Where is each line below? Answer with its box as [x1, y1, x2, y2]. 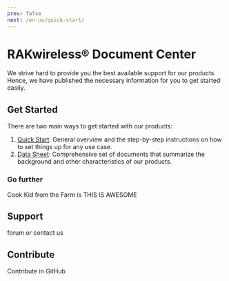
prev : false [7, 10, 41, 17]
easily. [7, 84, 26, 92]
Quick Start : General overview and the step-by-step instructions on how [17, 135, 222, 144]
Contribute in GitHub [7, 267, 66, 275]
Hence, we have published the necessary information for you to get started [7, 77, 221, 85]
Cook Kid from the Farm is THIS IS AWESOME [7, 191, 137, 199]
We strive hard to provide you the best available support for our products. [7, 69, 216, 77]
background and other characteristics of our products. [17, 157, 172, 166]
